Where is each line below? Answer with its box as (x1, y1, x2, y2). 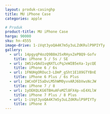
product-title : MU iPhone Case (5, 30, 68, 34)
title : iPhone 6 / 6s (14, 65, 57, 70)
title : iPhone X (14, 101, 47, 107)
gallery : (5, 47, 23, 52)
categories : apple (5, 16, 42, 21)
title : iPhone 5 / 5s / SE (14, 56, 68, 61)
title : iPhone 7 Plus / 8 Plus (14, 93, 77, 98)
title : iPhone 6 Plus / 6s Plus (14, 75, 79, 80)
